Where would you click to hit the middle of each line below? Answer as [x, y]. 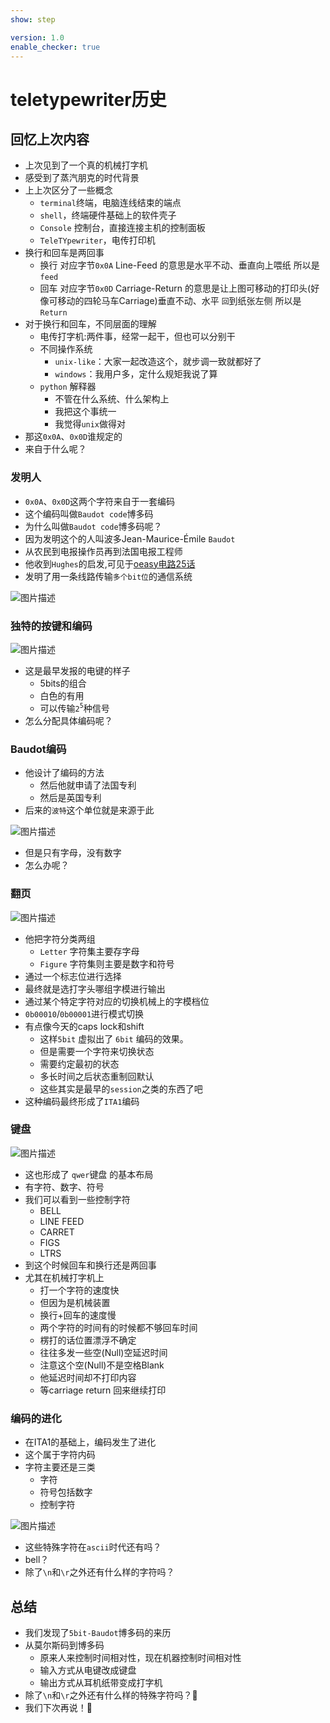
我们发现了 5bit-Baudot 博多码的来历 [98, 1632]
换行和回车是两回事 [64, 253]
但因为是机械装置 [75, 1302]
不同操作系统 [66, 349]
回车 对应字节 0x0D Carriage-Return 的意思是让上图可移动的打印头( [175, 288]
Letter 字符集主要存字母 [89, 951]
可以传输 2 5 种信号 [74, 708]
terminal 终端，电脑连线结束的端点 [110, 203]
